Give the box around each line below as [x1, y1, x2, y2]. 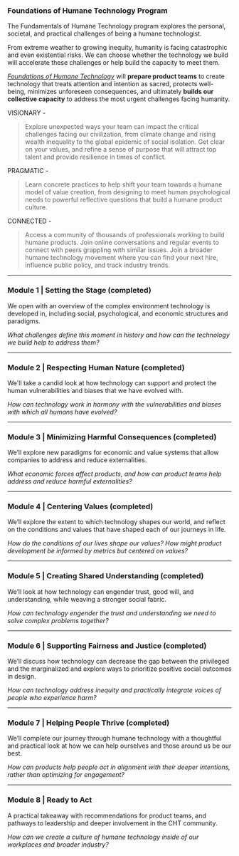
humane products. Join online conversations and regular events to [24, 238, 219, 247]
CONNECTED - [7, 216, 52, 226]
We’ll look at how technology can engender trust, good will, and [7, 587, 194, 596]
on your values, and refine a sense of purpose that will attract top [24, 145, 217, 154]
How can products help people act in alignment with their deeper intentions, [7, 763, 231, 771]
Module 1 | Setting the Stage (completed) [7, 286, 152, 296]
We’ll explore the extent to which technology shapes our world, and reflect [7, 518, 225, 526]
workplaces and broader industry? [7, 840, 109, 849]
